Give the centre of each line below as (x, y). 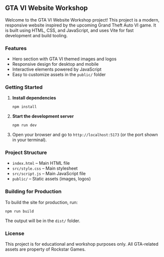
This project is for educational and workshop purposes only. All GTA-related (82, 244)
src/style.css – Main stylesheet (45, 168)
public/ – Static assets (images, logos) (51, 179)
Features (16, 48)
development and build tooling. (36, 35)
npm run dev (24, 125)
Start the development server (43, 116)
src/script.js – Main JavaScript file (49, 174)
